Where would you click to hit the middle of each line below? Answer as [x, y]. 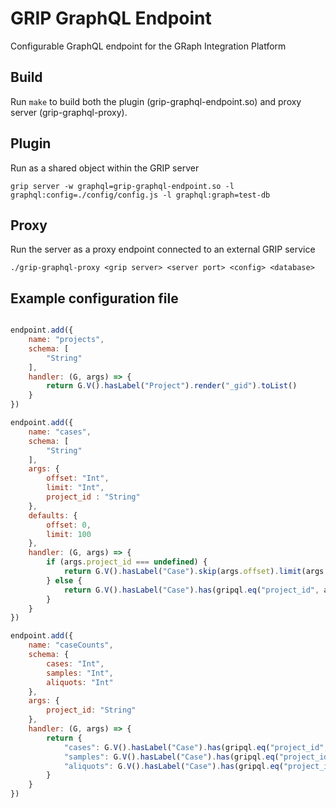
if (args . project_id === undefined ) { [127, 562]
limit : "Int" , [75, 488]
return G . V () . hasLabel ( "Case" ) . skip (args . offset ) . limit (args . [196, 572]
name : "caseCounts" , [71, 645]
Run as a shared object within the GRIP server [105, 168]
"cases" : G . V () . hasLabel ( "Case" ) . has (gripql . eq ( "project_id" [194, 747]
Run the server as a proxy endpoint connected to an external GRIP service [163, 249]
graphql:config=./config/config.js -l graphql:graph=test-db [140, 195]
